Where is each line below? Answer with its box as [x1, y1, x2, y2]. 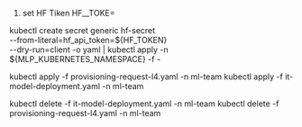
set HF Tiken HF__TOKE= [22, 8, 115, 18]
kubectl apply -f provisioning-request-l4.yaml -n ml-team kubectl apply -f [9, 71, 284, 82]
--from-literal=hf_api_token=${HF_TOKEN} [9, 35, 168, 45]
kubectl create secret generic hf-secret [9, 25, 156, 35]
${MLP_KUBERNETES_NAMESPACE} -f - [9, 54, 160, 64]
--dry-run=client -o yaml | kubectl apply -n [9, 44, 169, 55]
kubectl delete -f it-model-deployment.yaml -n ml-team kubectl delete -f [9, 98, 279, 109]
